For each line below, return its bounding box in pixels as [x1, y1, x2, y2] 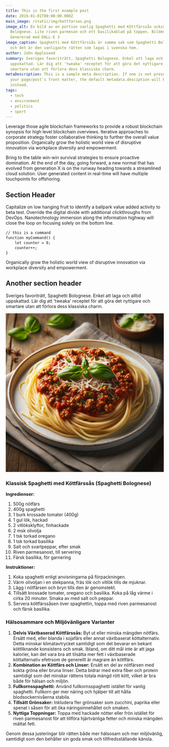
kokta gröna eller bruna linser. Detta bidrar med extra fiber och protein [13, 667, 158, 674]
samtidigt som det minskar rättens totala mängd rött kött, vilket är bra [13, 673, 156, 679]
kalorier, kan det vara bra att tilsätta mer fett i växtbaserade [13, 651, 136, 657]
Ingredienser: [6, 491, 35, 497]
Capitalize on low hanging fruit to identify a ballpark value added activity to [6, 204, 160, 210]
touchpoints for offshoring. [6, 176, 61, 182]
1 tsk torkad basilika [13, 539, 54, 545]
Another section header [6, 279, 82, 288]
